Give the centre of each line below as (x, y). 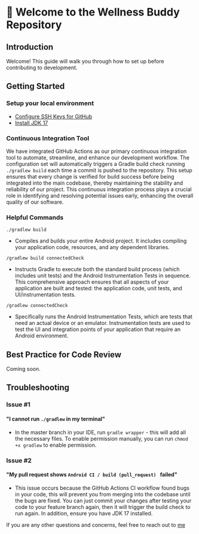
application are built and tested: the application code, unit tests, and (98, 289)
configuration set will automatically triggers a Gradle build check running (96, 164)
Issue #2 (19, 461)
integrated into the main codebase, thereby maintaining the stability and (95, 183)
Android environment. (42, 336)
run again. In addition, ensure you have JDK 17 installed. (84, 513)
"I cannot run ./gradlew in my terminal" (56, 419)
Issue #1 (19, 404)
